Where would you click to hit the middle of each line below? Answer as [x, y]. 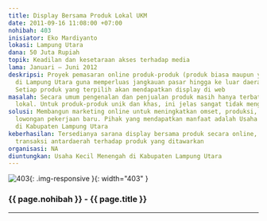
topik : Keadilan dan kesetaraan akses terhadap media [99, 60]
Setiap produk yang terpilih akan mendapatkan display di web [120, 89]
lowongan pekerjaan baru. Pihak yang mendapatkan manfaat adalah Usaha [137, 119]
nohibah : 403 [30, 30]
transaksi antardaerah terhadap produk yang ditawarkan [110, 141]
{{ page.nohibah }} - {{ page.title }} [77, 200]
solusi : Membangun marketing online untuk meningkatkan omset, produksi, [133, 112]
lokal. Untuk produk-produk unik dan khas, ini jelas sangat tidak [130, 104]
